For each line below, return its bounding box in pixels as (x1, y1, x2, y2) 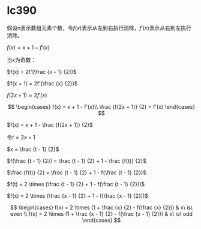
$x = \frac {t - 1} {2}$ (7, 145, 59, 153)
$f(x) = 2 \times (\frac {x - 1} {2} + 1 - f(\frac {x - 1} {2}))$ (7, 192, 149, 199)
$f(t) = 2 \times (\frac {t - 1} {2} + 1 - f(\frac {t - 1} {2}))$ (7, 180, 145, 188)
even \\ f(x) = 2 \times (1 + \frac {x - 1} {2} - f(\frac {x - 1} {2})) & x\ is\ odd (10, 210, 193, 217)
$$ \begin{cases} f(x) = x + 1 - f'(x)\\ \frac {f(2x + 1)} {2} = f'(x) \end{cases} (7, 103, 196, 110)
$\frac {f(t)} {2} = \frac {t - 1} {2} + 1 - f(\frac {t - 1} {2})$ (7, 169, 146, 176)
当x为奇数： (7, 56, 37, 63)
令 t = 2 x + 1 (7, 133, 35, 141)
